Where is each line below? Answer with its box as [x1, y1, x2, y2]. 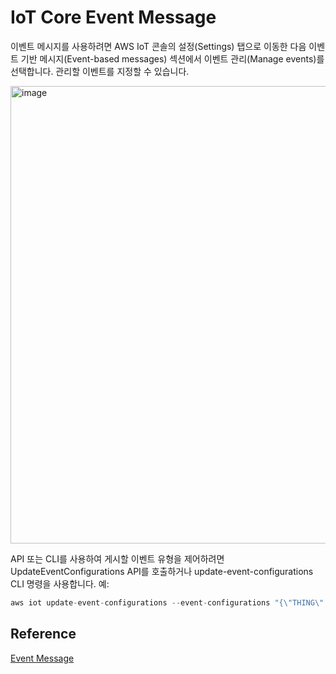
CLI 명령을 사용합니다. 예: [10, 577, 110, 590]
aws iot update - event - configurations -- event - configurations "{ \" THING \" [10, 597, 325, 608]
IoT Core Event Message [10, 6, 217, 29]
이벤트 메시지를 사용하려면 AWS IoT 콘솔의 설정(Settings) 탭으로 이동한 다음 [10, 40, 307, 52]
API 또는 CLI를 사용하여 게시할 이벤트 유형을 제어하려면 [10, 552, 225, 565]
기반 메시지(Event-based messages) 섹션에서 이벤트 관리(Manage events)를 [20, 52, 325, 65]
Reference [10, 626, 77, 643]
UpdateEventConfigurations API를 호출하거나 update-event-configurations [10, 565, 314, 577]
